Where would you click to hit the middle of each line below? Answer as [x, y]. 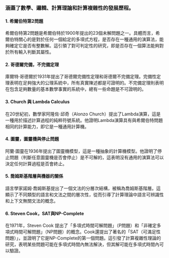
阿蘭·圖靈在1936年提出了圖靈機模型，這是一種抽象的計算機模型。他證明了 [81, 151]
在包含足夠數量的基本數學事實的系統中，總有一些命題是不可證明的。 [76, 89]
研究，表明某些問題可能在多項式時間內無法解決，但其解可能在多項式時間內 [82, 244]
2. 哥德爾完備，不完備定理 [32, 64]
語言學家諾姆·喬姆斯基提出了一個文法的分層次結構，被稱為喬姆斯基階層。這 [83, 188]
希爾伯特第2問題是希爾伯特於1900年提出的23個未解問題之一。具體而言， [80, 33]
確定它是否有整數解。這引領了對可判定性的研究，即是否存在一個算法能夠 [84, 46]
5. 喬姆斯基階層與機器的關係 [34, 176]
